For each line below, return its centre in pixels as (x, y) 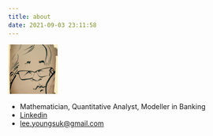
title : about (30, 17)
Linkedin (34, 115)
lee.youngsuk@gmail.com (62, 123)
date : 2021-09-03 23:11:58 (52, 25)
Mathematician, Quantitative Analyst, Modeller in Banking (112, 106)
